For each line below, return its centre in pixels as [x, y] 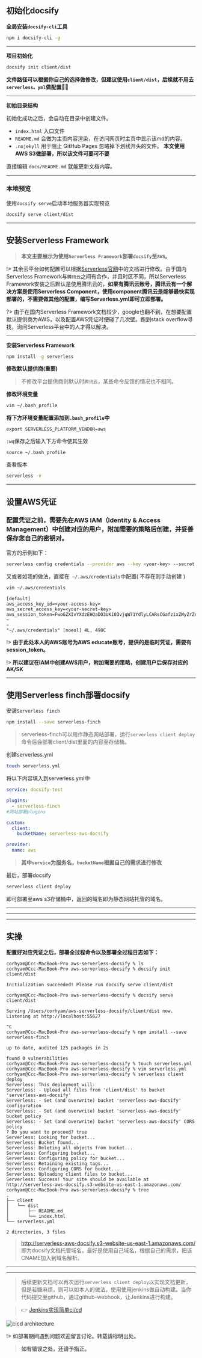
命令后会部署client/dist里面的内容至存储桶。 [75, 742]
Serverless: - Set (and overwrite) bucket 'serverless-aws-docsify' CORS [101, 1121]
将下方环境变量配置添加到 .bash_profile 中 [58, 418]
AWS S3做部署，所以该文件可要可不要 [62, 153]
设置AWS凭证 [32, 502]
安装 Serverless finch [33, 711]
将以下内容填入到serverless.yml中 [48, 778]
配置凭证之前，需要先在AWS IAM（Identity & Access [84, 520]
